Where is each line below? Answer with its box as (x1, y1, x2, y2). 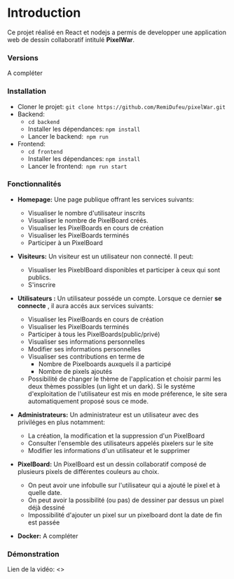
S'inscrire (27, 280, 56, 288)
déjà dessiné (27, 503, 65, 512)
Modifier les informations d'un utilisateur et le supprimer (27, 446, 191, 454)
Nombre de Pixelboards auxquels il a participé (38, 359, 172, 368)
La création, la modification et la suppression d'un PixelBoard (27, 431, 205, 440)
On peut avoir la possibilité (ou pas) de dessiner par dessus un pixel (27, 496, 224, 504)
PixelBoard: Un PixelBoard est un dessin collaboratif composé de (17, 460, 207, 468)
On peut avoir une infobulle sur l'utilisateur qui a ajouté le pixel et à (27, 481, 221, 489)
